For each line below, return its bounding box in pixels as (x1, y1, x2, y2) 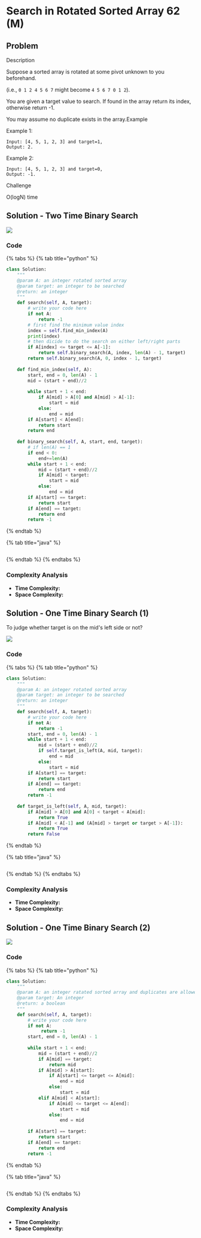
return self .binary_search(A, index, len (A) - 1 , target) (38, 350, 186, 356)
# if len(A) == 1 (28, 445, 71, 451)
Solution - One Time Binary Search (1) (6, 609, 149, 619)
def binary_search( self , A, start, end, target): (17, 439, 144, 445)
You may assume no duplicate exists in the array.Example (6, 115, 148, 123)
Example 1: (6, 127, 33, 134)
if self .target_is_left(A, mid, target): (38, 748, 144, 754)
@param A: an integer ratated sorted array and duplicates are (17, 989, 178, 996)
